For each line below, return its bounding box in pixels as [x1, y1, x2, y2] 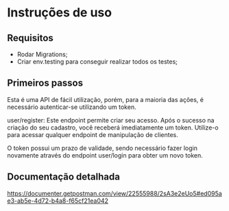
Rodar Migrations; [16, 50, 68, 58]
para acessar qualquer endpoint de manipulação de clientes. [7, 130, 178, 138]
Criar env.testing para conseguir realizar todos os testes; [16, 58, 178, 66]
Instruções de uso [7, 5, 112, 21]
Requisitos [7, 32, 53, 44]
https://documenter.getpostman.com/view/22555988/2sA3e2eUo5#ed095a [7, 189, 223, 197]
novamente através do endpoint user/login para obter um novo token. [7, 151, 204, 159]
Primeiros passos [7, 77, 84, 89]
